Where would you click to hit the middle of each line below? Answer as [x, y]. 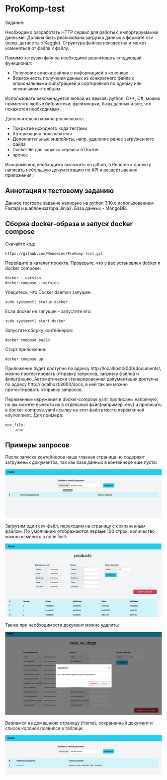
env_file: [15, 425]
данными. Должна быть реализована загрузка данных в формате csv [79, 37]
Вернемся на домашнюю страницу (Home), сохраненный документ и [79, 723]
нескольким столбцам [36, 88]
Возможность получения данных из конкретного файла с [73, 78]
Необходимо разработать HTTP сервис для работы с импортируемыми [82, 32]
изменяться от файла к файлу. [37, 48]
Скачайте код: [20, 244]
